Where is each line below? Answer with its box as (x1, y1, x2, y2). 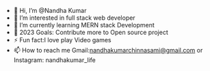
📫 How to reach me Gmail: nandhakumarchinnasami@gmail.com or (13, 46, 203, 54)
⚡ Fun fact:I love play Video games (13, 36, 111, 44)
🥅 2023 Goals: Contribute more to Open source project (13, 28, 169, 36)
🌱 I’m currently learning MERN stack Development (13, 21, 155, 29)
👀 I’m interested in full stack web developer (13, 14, 135, 22)
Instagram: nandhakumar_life (13, 56, 96, 64)
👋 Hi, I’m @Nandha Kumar (13, 7, 87, 14)
